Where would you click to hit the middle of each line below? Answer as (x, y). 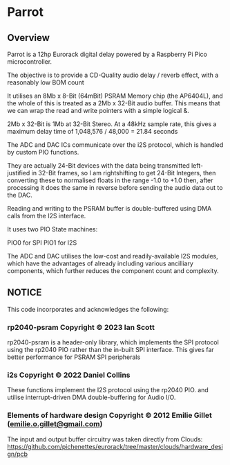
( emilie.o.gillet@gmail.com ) (55, 424)
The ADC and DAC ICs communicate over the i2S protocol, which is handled (115, 145)
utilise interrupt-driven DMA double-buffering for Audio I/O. (92, 397)
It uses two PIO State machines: (52, 229)
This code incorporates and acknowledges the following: (88, 309)
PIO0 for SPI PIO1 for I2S (42, 243)
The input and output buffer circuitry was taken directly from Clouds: (105, 439)
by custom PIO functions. (43, 152)
